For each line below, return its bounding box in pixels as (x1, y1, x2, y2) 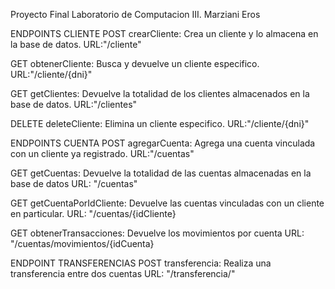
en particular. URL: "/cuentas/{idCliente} (10, 208, 177, 219)
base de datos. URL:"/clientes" (10, 99, 138, 110)
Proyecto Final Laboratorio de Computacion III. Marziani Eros (10, 9, 261, 20)
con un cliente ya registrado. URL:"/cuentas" (10, 148, 195, 159)
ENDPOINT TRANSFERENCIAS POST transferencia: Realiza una (10, 257, 272, 269)
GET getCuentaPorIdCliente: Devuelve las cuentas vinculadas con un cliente (10, 197, 325, 209)
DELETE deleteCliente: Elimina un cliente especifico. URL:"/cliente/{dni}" (10, 118, 310, 129)
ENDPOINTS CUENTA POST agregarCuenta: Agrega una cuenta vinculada (10, 137, 316, 149)
